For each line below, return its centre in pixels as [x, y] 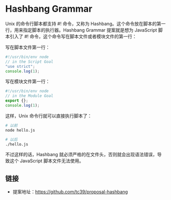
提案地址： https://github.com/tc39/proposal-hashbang [70, 192]
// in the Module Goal [29, 96]
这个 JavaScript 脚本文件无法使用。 [47, 161]
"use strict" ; [20, 66]
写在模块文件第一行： [27, 82]
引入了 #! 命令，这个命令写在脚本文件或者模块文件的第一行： [73, 36]
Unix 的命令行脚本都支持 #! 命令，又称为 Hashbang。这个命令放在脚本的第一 [85, 23]
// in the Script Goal [29, 62]
